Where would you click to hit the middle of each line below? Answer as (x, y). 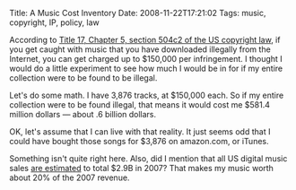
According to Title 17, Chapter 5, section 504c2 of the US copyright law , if (145, 40)
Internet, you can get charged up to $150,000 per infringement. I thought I (146, 59)
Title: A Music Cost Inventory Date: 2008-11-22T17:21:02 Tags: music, (138, 13)
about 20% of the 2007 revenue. (70, 177)
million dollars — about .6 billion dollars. (83, 114)
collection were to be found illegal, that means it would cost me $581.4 (140, 105)
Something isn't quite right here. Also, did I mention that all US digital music (148, 159)
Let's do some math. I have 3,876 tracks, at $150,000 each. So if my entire (147, 95)
